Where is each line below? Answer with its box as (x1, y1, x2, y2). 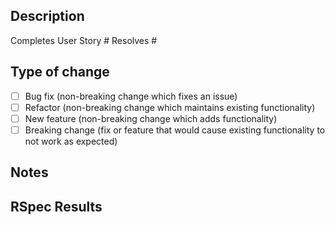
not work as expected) (24, 135, 118, 147)
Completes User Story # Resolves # (10, 34, 158, 46)
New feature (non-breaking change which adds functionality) (24, 112, 278, 124)
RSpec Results (10, 198, 103, 215)
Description (10, 8, 85, 25)
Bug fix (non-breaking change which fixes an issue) (24, 90, 238, 102)
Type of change (10, 64, 110, 81)
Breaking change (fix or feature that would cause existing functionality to (24, 124, 326, 136)
